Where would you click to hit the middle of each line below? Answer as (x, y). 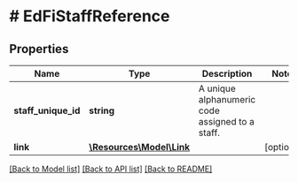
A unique (217, 88)
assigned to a (226, 121)
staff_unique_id (47, 110)
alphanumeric (227, 99)
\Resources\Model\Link (139, 147)
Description (227, 74)
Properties (39, 49)
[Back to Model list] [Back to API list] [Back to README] (111, 169)
